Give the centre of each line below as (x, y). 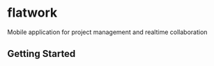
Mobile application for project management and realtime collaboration (107, 32)
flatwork (32, 13)
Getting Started (41, 54)
